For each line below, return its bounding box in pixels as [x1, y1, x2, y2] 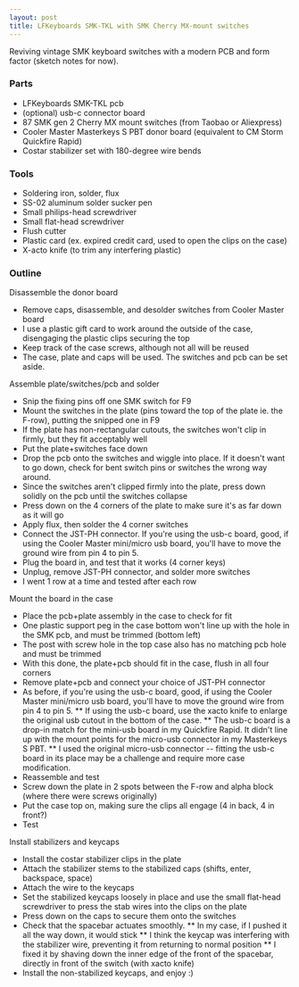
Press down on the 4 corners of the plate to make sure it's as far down [21, 501, 282, 511]
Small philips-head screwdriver [21, 207, 137, 218]
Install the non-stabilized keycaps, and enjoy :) [21, 967, 194, 978]
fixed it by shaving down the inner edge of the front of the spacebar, [21, 949, 274, 959]
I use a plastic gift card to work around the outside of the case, [21, 323, 253, 335]
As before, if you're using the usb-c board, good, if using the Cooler [21, 686, 273, 697]
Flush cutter [21, 226, 67, 236]
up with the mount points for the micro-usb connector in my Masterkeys [21, 734, 287, 745]
